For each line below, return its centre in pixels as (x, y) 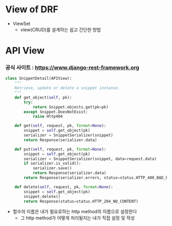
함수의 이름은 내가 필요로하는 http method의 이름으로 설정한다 (75, 212)
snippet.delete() (42, 196)
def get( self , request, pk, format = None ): (60, 126)
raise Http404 (48, 117)
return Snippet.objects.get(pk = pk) (71, 107)
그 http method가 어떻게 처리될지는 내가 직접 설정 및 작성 (78, 218)
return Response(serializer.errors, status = (72, 178)
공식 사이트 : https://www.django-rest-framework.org (72, 67)
